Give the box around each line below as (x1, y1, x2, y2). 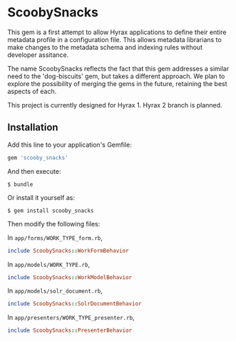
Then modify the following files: (7, 219, 101, 228)
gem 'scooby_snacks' (7, 154, 69, 161)
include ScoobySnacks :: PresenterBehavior (7, 327, 133, 335)
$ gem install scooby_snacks (7, 207, 94, 214)
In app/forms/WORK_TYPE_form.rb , (7, 233, 103, 242)
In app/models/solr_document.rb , (7, 286, 103, 295)
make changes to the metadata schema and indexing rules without (7, 43, 203, 51)
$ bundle (7, 181, 34, 188)
